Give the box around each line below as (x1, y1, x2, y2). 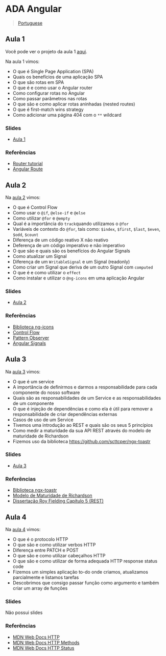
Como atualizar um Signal (12, 253, 67, 259)
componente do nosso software (12, 389, 80, 396)
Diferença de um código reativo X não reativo (12, 237, 109, 243)
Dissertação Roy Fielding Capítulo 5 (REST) (12, 498, 104, 504)
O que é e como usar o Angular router (12, 84, 93, 91)
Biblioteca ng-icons (12, 323, 54, 330)
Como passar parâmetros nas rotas (12, 95, 87, 101)
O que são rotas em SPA (12, 79, 64, 85)
